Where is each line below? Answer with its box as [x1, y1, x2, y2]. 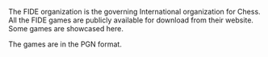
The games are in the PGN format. [8, 39, 123, 49]
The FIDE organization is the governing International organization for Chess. [8, 7, 261, 16]
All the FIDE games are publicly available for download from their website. [8, 15, 254, 25]
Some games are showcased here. [8, 24, 124, 33]
